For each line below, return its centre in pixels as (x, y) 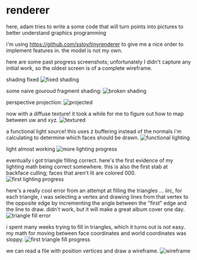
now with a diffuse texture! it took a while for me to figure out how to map (95, 114)
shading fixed (23, 79)
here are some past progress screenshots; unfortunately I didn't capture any (98, 62)
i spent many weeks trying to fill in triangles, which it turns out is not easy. (96, 226)
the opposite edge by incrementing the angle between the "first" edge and (96, 203)
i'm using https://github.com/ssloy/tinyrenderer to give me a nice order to (95, 44)
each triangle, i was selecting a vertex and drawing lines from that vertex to (97, 196)
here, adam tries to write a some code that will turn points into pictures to (95, 26)
